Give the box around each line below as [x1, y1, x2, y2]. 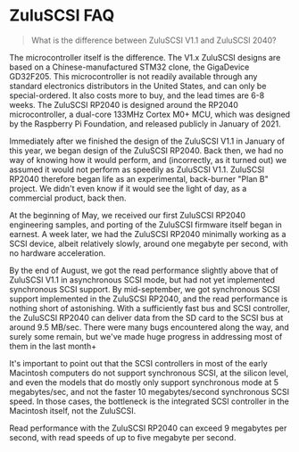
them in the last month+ [9, 341, 96, 351]
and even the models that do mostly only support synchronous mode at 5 [9, 376, 279, 388]
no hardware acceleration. [9, 247, 106, 259]
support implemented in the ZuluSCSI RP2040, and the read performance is [9, 293, 288, 304]
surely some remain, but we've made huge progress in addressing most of [9, 331, 283, 341]
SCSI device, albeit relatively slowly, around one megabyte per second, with [9, 238, 288, 249]
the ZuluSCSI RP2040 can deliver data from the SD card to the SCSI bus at [9, 312, 284, 323]
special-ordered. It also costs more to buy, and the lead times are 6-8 [9, 90, 265, 101]
